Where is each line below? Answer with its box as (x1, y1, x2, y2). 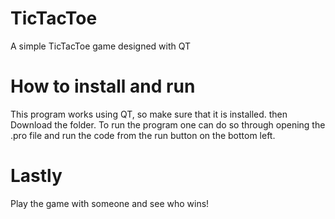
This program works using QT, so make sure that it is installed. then (10, 108, 288, 120)
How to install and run (10, 75, 196, 98)
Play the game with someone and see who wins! (10, 197, 210, 209)
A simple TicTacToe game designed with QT (10, 40, 192, 52)
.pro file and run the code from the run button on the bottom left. (10, 129, 276, 141)
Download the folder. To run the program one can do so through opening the (10, 118, 326, 131)
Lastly (10, 165, 63, 187)
